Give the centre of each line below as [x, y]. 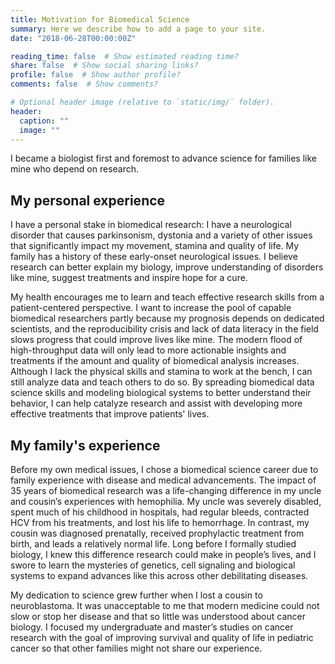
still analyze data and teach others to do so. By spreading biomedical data [162, 382]
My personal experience [88, 200]
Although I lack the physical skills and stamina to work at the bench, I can [161, 372]
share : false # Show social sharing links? [104, 66]
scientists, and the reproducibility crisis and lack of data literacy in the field [164, 329]
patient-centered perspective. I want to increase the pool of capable [151, 308]
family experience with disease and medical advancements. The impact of [163, 480]
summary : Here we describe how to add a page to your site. [138, 29]
